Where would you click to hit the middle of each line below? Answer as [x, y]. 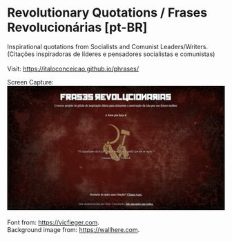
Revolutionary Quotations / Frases [107, 13]
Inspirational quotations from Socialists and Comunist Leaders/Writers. [108, 46]
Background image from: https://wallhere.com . [74, 229]
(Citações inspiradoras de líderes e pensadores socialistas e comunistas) [111, 54]
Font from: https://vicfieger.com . [54, 222]
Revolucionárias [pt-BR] [77, 27]
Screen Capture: [30, 82]
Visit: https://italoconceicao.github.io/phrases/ [73, 69]
